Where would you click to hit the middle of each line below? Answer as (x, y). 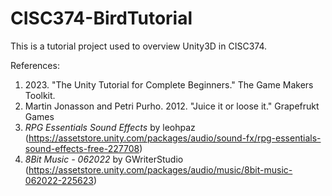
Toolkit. (40, 95)
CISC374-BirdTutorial (101, 18)
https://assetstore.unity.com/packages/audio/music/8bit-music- (160, 169)
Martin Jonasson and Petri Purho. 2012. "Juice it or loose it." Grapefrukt (172, 106)
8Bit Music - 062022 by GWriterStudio (104, 159)
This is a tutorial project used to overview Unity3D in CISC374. (138, 46)
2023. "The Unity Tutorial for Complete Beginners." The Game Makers (169, 84)
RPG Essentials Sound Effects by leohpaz (110, 127)
